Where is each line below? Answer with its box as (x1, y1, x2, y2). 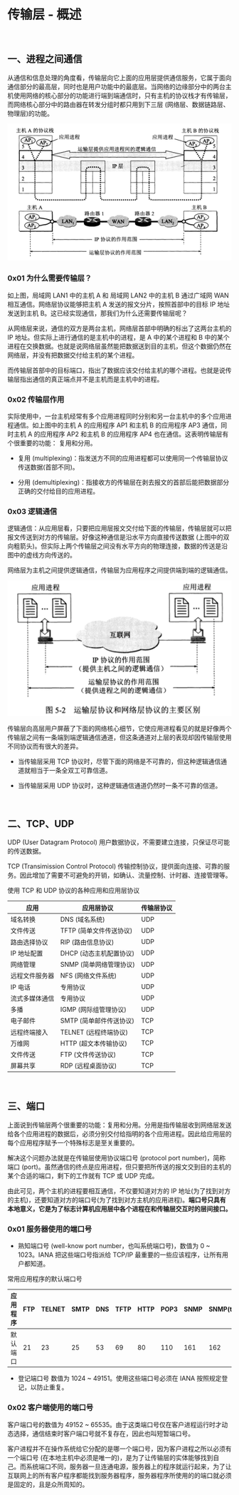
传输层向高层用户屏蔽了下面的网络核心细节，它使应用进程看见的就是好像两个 (7, 724, 232, 732)
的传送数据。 (7, 847, 45, 856)
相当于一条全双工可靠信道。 (30, 766, 112, 774)
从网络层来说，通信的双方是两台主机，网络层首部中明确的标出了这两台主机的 (7, 324, 232, 333)
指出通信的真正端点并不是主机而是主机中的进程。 (19, 375, 164, 383)
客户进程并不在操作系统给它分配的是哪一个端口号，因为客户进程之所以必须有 (7, 1444, 232, 1453)
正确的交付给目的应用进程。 (17, 487, 100, 495)
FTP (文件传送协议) (60, 1050, 116, 1059)
